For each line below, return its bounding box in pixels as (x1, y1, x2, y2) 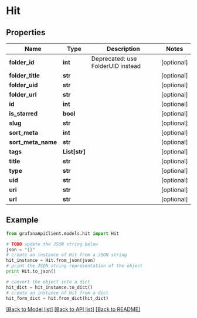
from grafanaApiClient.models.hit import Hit (6, 230, 119, 237)
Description (106, 45, 141, 53)
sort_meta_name (9, 138, 57, 146)
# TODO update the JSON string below (6, 241, 98, 247)
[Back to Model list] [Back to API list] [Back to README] (6, 306, 141, 313)
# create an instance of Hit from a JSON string (6, 252, 127, 258)
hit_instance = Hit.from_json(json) (6, 258, 96, 264)
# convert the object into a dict (6, 279, 91, 285)
